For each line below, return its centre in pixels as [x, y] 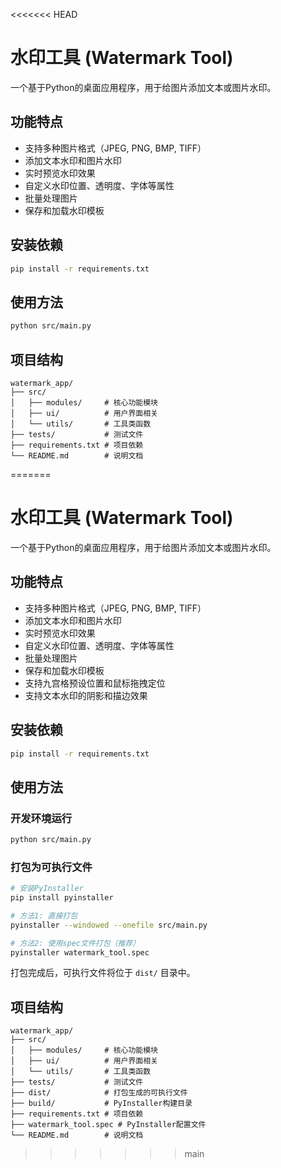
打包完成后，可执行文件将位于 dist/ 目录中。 [103, 973]
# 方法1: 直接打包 [44, 915]
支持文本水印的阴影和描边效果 [86, 695]
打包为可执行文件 [51, 867]
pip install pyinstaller [62, 898]
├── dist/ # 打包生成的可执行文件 [99, 1093]
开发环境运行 [41, 818]
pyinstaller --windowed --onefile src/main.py [109, 925]
